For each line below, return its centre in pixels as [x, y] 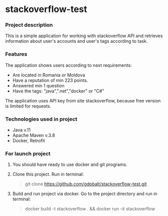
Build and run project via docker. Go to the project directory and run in [85, 194]
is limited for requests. [28, 106]
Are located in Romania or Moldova [49, 75]
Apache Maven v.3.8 [34, 135]
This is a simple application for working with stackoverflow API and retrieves [84, 36]
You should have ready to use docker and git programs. [70, 165]
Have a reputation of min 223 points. [50, 80]
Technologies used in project [41, 119]
